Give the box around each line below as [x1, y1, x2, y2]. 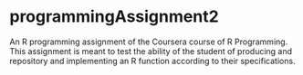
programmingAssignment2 [9, 6, 219, 27]
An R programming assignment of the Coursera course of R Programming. [9, 36, 288, 47]
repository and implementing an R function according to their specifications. [9, 55, 296, 66]
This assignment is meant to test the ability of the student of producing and [9, 45, 293, 56]
